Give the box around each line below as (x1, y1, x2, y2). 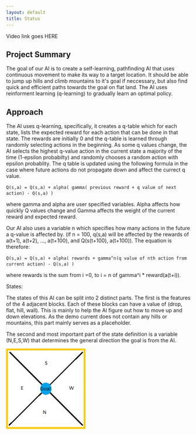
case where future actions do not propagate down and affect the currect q (6, 166, 185, 173)
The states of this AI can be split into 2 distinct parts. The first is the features (6, 294, 191, 302)
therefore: (6, 244, 30, 251)
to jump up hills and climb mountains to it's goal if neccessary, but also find (6, 77, 188, 85)
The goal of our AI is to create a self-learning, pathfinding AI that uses (6, 65, 175, 72)
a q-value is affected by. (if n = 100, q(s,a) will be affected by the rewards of (6, 231, 189, 238)
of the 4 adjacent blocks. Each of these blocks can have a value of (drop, (6, 301, 183, 308)
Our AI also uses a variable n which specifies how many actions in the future (6, 225, 190, 232)
